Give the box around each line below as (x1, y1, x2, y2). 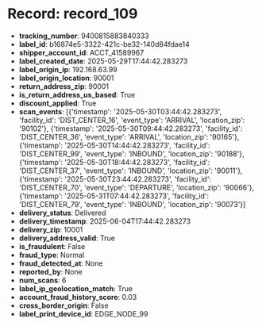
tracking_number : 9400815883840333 (18, 31, 149, 40)
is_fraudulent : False (18, 241, 86, 251)
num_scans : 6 (18, 275, 67, 285)
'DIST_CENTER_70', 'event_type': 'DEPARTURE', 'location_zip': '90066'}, (18, 182, 255, 192)
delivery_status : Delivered (18, 208, 106, 217)
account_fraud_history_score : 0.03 (18, 292, 137, 301)
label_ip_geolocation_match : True (18, 283, 133, 293)
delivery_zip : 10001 (18, 224, 83, 234)
